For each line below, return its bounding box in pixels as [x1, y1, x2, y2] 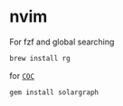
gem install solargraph [9, 88, 99, 97]
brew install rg [9, 53, 71, 63]
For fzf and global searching [9, 36, 115, 47]
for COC [9, 70, 34, 81]
